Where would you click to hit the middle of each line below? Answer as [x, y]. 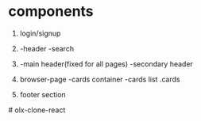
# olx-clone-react [37, 110]
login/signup [40, 33]
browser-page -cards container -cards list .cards [100, 79]
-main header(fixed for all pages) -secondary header [106, 64]
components [51, 11]
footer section [43, 94]
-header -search [46, 48]
